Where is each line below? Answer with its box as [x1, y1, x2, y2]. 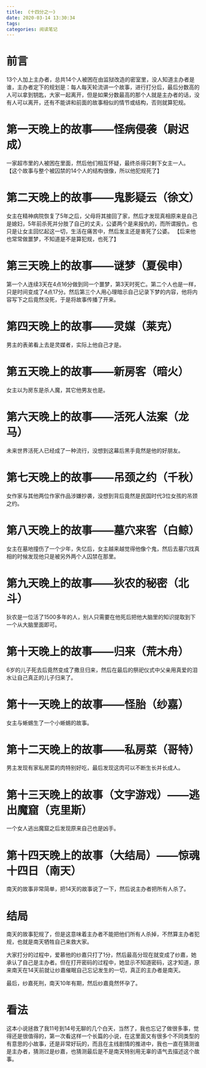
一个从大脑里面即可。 [6, 621, 60, 628]
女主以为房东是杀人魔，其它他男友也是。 [6, 386, 109, 393]
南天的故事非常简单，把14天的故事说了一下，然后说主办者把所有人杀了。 [6, 885, 189, 893]
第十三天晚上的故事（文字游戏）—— [6, 788, 189, 802]
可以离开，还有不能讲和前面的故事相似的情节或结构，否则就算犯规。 [17, 99, 189, 106]
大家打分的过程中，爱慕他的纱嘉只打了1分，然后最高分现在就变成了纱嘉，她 [6, 951, 197, 959]
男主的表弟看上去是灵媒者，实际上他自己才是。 [6, 341, 124, 348]
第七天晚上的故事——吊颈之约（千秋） [6, 471, 200, 485]
